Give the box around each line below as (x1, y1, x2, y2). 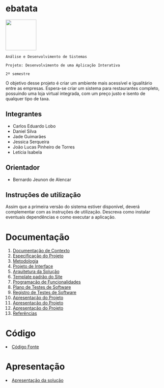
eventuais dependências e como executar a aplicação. (5, 214, 116, 220)
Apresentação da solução (12, 377, 64, 384)
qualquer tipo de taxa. (5, 95, 50, 101)
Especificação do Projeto (12, 253, 64, 259)
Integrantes (5, 110, 42, 119)
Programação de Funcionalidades (12, 279, 81, 285)
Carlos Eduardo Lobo (12, 123, 56, 129)
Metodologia (12, 258, 39, 264)
